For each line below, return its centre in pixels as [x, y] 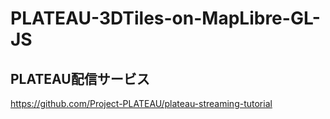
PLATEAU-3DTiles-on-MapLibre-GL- [165, 18]
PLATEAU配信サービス [80, 78]
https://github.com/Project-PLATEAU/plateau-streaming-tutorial [141, 103]
